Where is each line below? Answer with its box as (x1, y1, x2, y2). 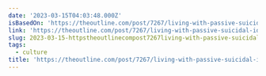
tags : (8, 41, 26, 49)
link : (8, 26, 26, 34)
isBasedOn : (8, 19, 44, 27)
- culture (15, 48, 47, 56)
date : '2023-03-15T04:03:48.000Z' (8, 11, 123, 20)
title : (8, 56, 30, 64)
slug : (8, 33, 26, 42)
